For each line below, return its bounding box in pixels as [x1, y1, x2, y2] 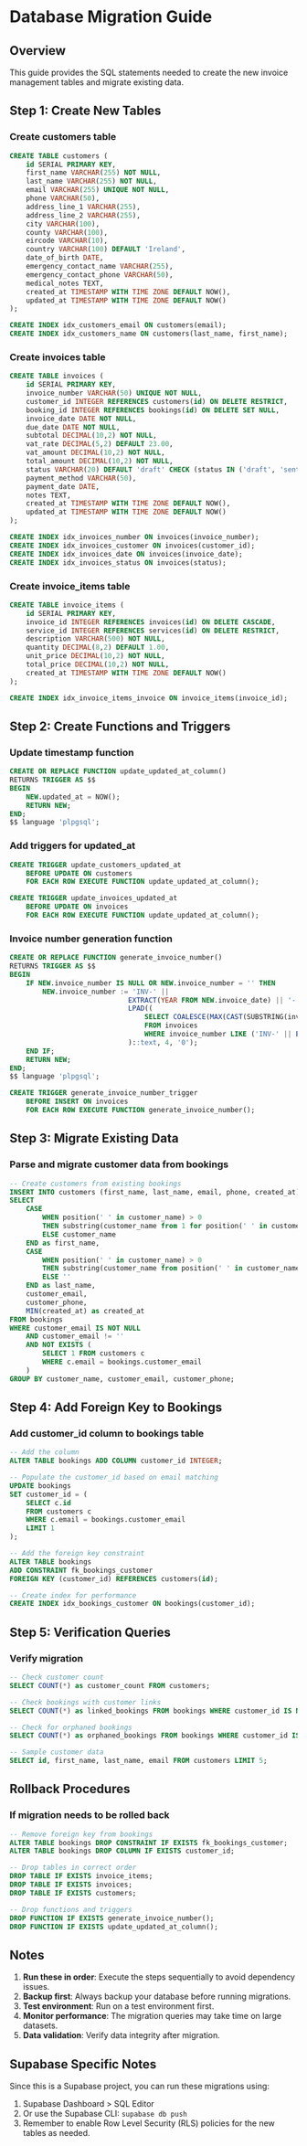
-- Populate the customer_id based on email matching [9, 1473, 219, 1482]
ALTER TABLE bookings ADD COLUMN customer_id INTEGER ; [9, 1456, 223, 1466]
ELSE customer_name [42, 1229, 117, 1239]
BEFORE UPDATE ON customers [26, 868, 132, 878]
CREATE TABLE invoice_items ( [9, 600, 125, 610]
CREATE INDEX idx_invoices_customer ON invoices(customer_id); [9, 541, 256, 550]
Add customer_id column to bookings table [9, 1427, 205, 1440]
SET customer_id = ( [9, 1490, 89, 1499]
